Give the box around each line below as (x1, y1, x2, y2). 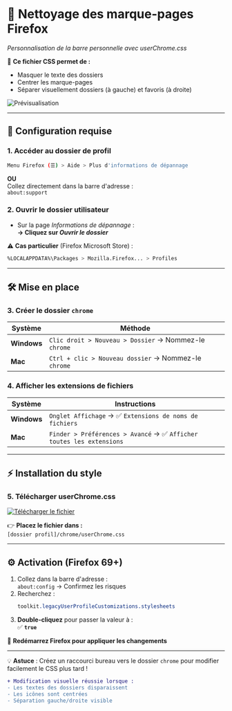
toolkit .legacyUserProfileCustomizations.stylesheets (17, 603, 175, 610)
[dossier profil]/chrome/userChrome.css (7, 531, 126, 539)
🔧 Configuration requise (7, 125, 113, 137)
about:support (7, 189, 48, 196)
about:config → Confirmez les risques (17, 582, 126, 591)
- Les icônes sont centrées (7, 690, 88, 698)
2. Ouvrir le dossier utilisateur (7, 205, 109, 215)
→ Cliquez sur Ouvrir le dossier (17, 228, 108, 236)
